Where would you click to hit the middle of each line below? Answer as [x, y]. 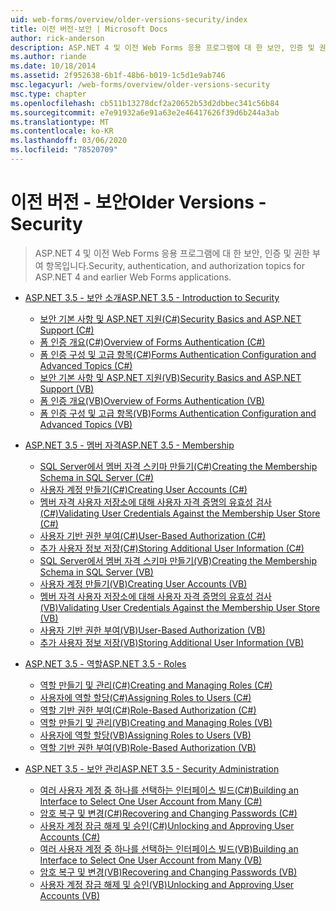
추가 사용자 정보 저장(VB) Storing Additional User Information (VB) [172, 642]
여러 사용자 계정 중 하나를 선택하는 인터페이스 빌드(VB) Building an [169, 848]
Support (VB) [67, 388]
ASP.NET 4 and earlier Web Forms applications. [133, 277]
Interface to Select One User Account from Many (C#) [151, 801]
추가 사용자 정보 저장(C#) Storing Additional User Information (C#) [172, 548]
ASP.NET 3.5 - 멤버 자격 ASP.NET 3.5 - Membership [129, 445]
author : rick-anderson [57, 38]
